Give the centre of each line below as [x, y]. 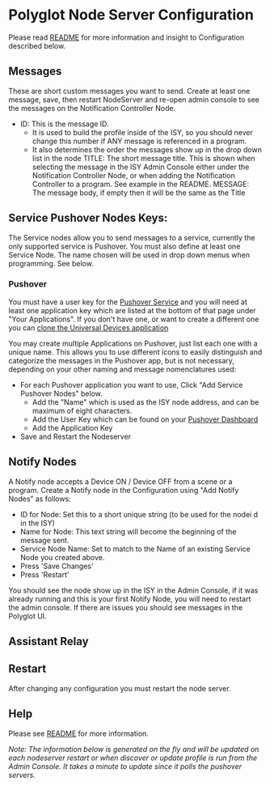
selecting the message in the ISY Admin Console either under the [141, 167]
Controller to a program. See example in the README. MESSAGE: [140, 184]
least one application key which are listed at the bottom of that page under [132, 310]
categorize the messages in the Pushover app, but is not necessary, [121, 360]
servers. [22, 775]
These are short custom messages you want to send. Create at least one [129, 91]
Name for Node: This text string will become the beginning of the [128, 531]
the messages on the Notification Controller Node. [92, 108]
